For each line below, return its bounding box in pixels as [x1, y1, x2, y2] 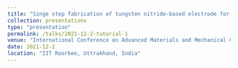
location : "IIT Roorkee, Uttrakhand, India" [7, 50, 141, 57]
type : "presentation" [7, 23, 72, 30]
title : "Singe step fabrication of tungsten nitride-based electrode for [7, 10, 230, 18]
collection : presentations [7, 17, 87, 24]
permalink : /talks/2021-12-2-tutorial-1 [7, 30, 129, 38]
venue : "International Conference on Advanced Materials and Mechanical [7, 37, 227, 44]
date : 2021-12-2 [7, 43, 55, 50]
